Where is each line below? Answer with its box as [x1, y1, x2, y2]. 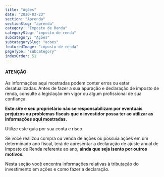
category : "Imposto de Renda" [5, 26, 68, 31]
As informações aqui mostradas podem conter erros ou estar [5, 80, 130, 86]
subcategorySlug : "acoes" [5, 40, 58, 45]
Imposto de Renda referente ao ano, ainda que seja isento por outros [5, 146, 148, 152]
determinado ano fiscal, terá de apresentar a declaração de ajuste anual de [5, 140, 159, 147]
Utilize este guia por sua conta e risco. [5, 125, 84, 132]
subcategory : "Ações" [5, 35, 50, 40]
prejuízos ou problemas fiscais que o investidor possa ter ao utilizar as [5, 110, 154, 117]
